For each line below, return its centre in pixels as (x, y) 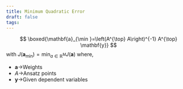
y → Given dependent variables (51, 80)
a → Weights (28, 67)
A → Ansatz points (35, 73)
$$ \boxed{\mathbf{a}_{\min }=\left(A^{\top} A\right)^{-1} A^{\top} (99, 39)
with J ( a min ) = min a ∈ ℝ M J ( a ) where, (50, 55)
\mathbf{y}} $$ (99, 45)
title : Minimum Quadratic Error (45, 11)
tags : (13, 22)
